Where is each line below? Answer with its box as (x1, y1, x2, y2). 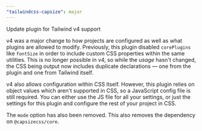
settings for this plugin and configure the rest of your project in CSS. (6, 100, 177, 107)
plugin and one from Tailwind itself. (6, 69, 94, 76)
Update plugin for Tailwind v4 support (6, 25, 101, 32)
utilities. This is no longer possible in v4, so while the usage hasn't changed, (6, 56, 197, 63)
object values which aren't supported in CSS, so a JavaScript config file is (6, 87, 191, 94)
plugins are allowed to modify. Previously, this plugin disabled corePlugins (6, 43, 191, 50)
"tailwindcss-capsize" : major (6, 8, 83, 15)
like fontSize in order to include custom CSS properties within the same (6, 49, 185, 57)
